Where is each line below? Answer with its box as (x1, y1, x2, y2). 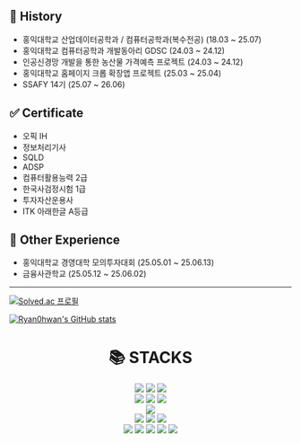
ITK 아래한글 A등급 (21, 206, 89, 217)
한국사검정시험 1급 (21, 183, 87, 194)
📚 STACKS (108, 347, 193, 368)
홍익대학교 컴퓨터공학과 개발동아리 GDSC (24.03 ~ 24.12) (21, 45, 226, 56)
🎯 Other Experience (9, 233, 121, 248)
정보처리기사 (21, 141, 67, 153)
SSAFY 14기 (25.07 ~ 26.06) (21, 78, 125, 90)
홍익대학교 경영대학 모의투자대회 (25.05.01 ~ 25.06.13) (21, 257, 215, 268)
